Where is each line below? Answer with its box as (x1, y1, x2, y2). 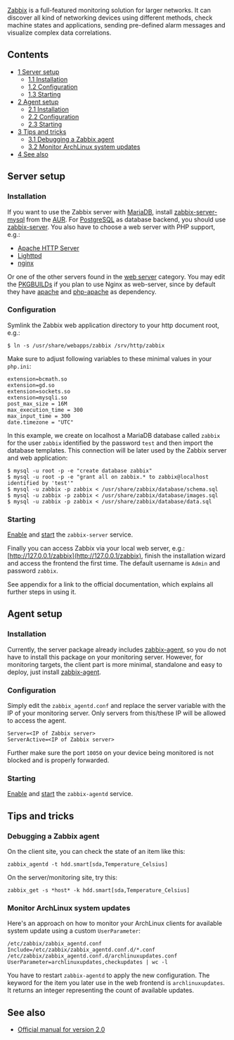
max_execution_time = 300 (7, 406, 83, 413)
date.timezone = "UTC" (7, 419, 74, 426)
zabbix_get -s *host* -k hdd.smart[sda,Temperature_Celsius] (7, 887, 190, 894)
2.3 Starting (27, 120, 63, 128)
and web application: (7, 453, 68, 462)
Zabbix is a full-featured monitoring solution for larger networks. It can (7, 6, 211, 14)
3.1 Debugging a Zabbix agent (27, 135, 115, 143)
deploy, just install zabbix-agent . (7, 668, 102, 676)
